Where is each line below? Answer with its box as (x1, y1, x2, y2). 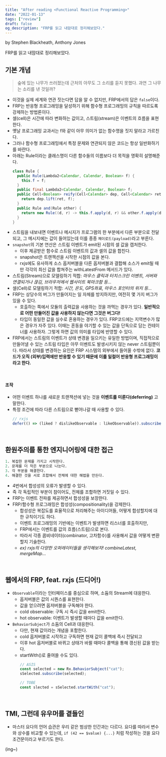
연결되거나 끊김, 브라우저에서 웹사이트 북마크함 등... (12, 279, 111, 285)
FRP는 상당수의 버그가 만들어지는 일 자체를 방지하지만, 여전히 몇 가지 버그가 (12, 292, 158, 298)
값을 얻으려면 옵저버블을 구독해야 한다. (19, 602, 94, 608)
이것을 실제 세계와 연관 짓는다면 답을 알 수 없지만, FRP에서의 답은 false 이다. (12, 97, 160, 103)
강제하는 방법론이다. (12, 109, 51, 115)
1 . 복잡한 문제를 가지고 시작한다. (5, 459, 65, 464)
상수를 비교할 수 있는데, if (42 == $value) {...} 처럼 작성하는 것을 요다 (17, 730, 160, 736)
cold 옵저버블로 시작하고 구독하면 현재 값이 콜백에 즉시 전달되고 (19, 633, 143, 640)
